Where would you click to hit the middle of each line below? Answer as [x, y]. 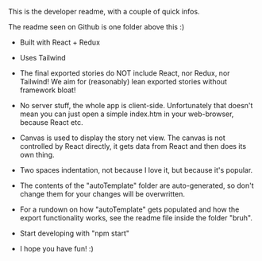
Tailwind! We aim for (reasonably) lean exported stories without [123, 82]
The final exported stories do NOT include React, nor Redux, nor [125, 73]
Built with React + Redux [60, 42]
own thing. [37, 155]
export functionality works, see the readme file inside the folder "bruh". [136, 218]
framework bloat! [48, 90]
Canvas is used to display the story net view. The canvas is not [122, 138]
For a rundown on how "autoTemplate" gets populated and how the [129, 209]
